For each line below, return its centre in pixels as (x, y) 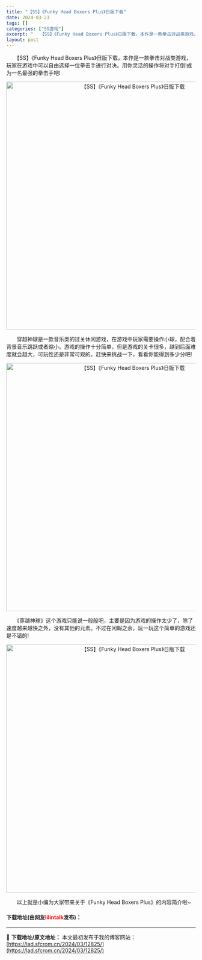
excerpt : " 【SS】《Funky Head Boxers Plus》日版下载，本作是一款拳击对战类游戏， (102, 34)
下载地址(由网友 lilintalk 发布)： (44, 917)
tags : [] (17, 23)
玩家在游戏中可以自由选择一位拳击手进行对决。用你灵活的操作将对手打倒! (97, 65)
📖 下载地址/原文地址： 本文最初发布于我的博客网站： (71, 937)
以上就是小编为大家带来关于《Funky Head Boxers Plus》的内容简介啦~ (104, 902)
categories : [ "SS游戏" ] (35, 29)
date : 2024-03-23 (28, 17)
